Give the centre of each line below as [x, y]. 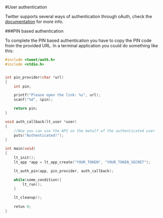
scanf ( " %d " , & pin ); [33, 100]
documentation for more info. [34, 22]
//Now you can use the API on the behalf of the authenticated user [84, 131]
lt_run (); [32, 184]
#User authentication [26, 7]
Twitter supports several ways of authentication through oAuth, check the [79, 16]
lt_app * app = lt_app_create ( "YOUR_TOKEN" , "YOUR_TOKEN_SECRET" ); [82, 162]
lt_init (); [25, 158]
